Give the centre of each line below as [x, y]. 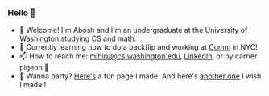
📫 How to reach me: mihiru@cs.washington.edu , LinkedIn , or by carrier [138, 56]
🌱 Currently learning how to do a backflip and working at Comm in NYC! [139, 47]
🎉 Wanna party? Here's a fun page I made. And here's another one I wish [140, 76]
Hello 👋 [22, 13]
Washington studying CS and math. [78, 38]
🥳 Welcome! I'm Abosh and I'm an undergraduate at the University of [133, 30]
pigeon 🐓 [34, 68]
